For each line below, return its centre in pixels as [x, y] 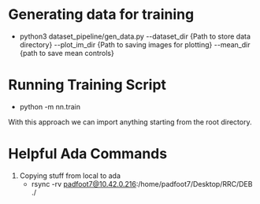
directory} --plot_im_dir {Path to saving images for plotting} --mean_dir [135, 44]
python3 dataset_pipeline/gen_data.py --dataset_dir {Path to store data [135, 36]
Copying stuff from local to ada [70, 176]
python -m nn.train [50, 106]
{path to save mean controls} [67, 53]
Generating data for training [101, 15]
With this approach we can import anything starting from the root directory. [130, 122]
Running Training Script [87, 85]
